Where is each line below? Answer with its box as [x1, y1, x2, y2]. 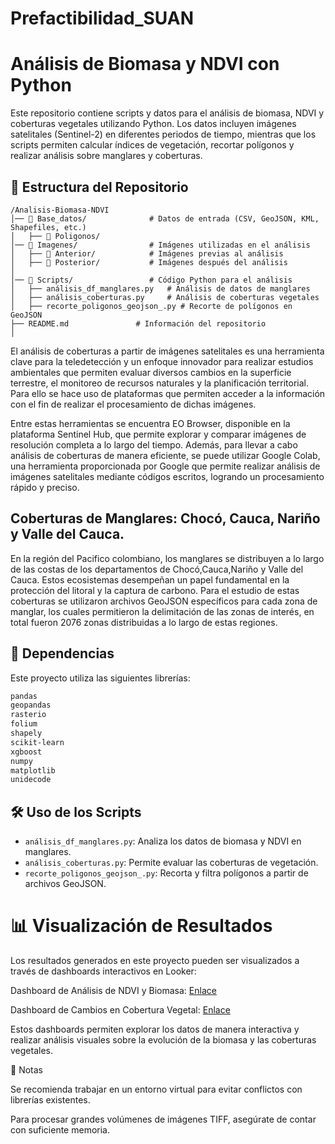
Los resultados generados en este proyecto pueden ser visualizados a [10, 955, 300, 967]
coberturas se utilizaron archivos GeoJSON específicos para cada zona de [10, 595, 318, 607]
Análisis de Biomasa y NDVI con [10, 53, 280, 76]
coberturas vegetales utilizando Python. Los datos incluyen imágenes [10, 118, 297, 130]
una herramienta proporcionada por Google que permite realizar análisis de [10, 460, 321, 472]
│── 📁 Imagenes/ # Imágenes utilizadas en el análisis [10, 240, 311, 250]
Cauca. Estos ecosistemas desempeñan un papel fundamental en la [10, 573, 290, 586]
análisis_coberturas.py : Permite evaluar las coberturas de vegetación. [24, 857, 319, 869]
